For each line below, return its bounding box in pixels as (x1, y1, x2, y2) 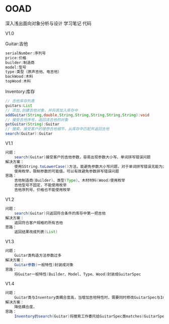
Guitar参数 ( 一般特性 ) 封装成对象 (14, 262, 74, 267)
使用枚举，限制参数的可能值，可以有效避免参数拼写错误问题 (14, 169, 119, 174)
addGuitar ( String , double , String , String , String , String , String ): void (5, 113, 150, 118)
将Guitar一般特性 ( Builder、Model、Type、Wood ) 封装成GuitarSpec (14, 272, 141, 277)
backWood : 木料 (5, 74, 34, 79)
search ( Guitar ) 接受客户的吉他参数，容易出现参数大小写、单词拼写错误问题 (14, 154, 151, 160)
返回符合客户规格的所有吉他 (14, 220, 63, 225)
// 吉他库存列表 (5, 98, 35, 103)
